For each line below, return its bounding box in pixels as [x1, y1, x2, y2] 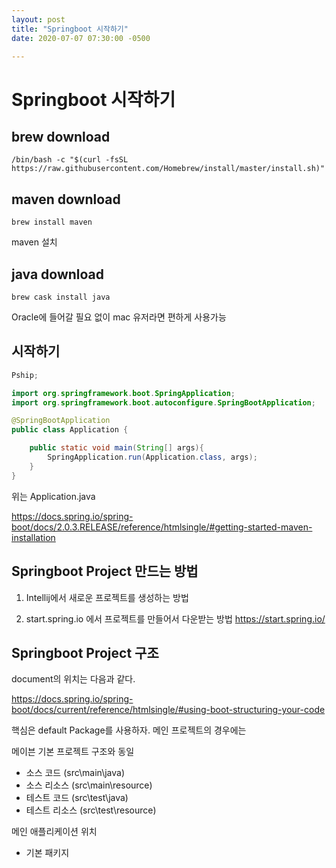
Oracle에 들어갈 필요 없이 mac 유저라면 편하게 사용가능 [11, 311, 227, 323]
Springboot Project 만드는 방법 [11, 563, 199, 580]
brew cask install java [11, 292, 111, 302]
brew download [11, 128, 111, 145]
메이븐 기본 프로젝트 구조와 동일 [11, 746, 135, 758]
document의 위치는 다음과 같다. [11, 673, 136, 685]
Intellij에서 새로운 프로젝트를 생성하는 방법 [25, 591, 189, 603]
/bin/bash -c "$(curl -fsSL [11, 155, 129, 165]
